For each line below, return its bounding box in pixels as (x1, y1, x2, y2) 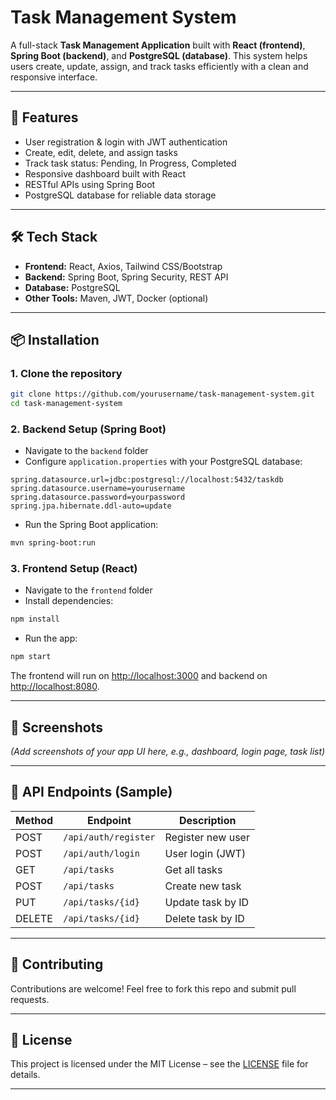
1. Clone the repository (10, 366, 123, 380)
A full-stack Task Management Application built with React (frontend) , (10, 39, 306, 51)
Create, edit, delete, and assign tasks (24, 146, 178, 158)
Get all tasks (164, 862, 223, 876)
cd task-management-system (10, 399, 123, 409)
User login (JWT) (164, 846, 247, 860)
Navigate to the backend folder (24, 445, 149, 457)
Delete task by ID (164, 911, 245, 925)
